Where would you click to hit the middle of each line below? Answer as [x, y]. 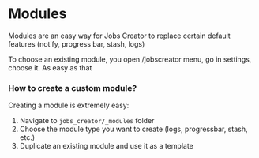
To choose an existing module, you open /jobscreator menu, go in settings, [130, 59]
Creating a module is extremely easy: [69, 105]
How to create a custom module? [73, 88]
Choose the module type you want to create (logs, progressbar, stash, [133, 129]
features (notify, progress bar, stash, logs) [77, 43]
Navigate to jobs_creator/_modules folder [87, 121]
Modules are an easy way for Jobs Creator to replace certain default [119, 36]
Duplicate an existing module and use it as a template [106, 146]
